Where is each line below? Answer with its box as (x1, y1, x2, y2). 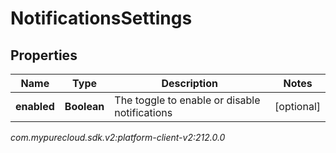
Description (161, 77, 218, 90)
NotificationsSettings (10, 7, 193, 30)
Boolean (64, 100, 105, 113)
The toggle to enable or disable (114, 93, 261, 107)
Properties (10, 47, 78, 64)
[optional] (274, 100, 321, 113)
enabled (15, 100, 55, 113)
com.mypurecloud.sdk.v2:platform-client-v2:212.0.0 (10, 132, 226, 143)
